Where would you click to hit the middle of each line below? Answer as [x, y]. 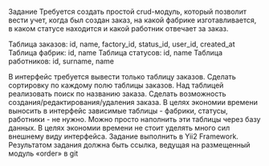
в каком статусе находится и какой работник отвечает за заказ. [118, 28]
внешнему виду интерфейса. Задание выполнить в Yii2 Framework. [124, 136]
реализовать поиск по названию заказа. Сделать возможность [117, 94]
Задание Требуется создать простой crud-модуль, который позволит [128, 12]
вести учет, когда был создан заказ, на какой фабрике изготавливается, [132, 20]
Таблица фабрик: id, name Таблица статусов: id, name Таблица [116, 53]
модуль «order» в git [43, 153]
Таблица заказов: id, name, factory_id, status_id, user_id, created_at [122, 44]
